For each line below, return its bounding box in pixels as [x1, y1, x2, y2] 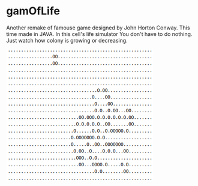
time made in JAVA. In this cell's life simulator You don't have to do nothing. [6, 30, 193, 37]
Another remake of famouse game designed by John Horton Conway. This [6, 24, 190, 31]
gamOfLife [6, 4, 60, 18]
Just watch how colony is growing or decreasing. [6, 37, 128, 44]
